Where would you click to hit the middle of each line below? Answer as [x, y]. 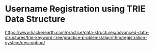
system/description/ [25, 42]
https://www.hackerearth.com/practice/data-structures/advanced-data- [77, 32]
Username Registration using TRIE [75, 9]
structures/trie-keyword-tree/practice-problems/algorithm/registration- [76, 37]
